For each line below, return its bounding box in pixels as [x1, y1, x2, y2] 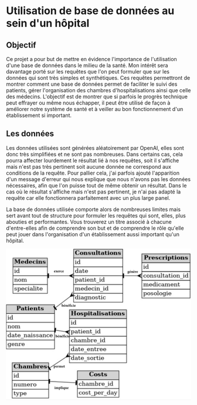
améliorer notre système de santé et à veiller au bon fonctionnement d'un [6, 106, 184, 112]
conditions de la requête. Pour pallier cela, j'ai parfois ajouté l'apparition [6, 169, 180, 176]
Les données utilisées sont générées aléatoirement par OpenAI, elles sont [6, 144, 185, 151]
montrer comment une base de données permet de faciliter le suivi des [6, 81, 178, 88]
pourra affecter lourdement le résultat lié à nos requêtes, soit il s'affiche [6, 157, 179, 164]
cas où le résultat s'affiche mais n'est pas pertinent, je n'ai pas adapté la [6, 188, 181, 195]
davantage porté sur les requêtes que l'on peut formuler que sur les [6, 68, 170, 75]
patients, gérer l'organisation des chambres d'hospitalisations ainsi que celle [6, 87, 191, 93]
